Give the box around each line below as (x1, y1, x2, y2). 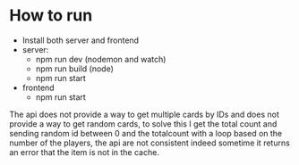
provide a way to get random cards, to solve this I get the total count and (9, 118, 278, 129)
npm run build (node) (35, 63, 114, 74)
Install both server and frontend (21, 35, 140, 45)
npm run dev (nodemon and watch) (35, 54, 167, 64)
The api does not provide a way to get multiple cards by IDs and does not (9, 109, 279, 120)
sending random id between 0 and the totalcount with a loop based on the (9, 128, 283, 138)
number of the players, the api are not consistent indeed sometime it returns (9, 137, 291, 148)
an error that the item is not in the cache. (9, 146, 159, 157)
